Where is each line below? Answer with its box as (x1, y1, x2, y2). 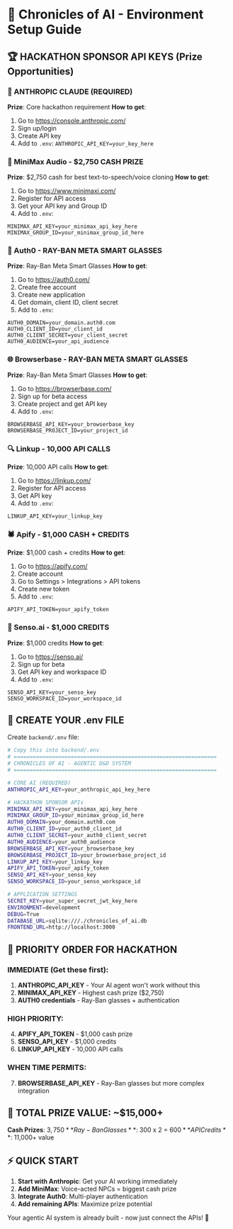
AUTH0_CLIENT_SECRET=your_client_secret (7, 332, 129, 339)
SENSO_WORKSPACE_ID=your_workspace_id (7, 695, 122, 702)
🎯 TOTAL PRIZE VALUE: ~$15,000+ (7, 1107, 164, 1119)
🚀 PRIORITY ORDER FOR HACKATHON (7, 944, 178, 956)
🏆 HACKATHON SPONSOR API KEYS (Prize (7, 50, 203, 62)
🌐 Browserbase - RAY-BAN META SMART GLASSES (7, 354, 188, 364)
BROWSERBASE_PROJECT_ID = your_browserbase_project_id (7, 851, 166, 858)
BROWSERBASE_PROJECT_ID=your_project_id (7, 427, 129, 434)
